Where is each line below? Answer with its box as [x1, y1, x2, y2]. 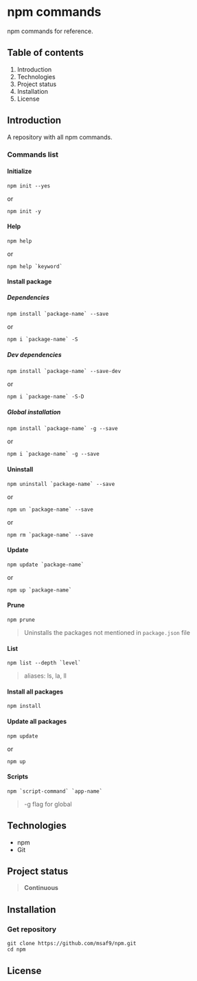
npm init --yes [7, 182, 51, 190]
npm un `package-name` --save [7, 506, 94, 513]
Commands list [7, 150, 59, 159]
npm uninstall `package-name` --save [7, 481, 115, 487]
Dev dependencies [7, 351, 62, 359]
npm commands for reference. [7, 27, 94, 35]
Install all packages [7, 687, 64, 696]
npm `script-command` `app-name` [7, 787, 103, 795]
